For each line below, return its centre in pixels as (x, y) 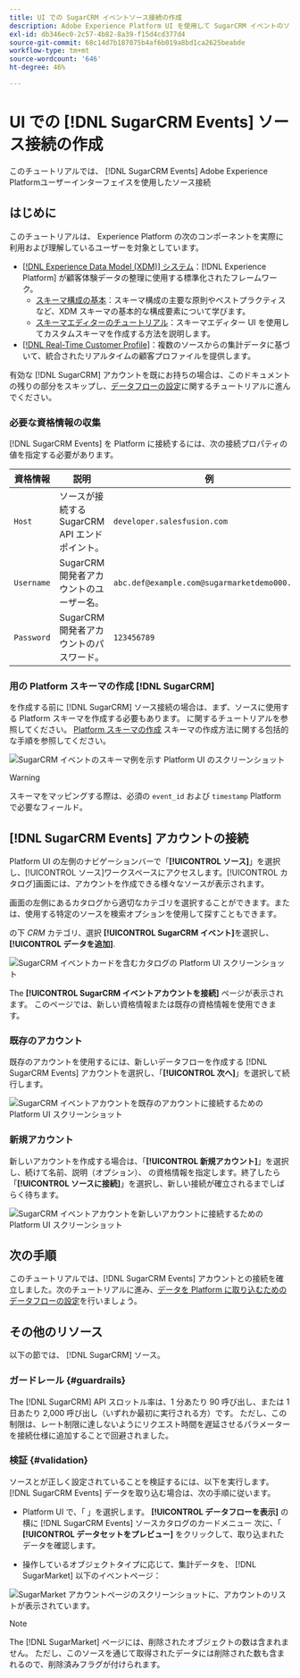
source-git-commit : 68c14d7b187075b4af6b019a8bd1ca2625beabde (127, 42)
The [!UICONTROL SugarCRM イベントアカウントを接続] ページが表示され (146, 994)
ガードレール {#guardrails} (68, 1380)
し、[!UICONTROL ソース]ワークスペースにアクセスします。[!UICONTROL (144, 873)
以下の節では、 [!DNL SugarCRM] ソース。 (87, 1355)
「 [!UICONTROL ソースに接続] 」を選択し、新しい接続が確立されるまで (139, 1183)
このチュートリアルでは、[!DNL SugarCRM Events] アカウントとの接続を (143, 1279)
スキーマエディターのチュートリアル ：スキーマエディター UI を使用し (162, 322)
